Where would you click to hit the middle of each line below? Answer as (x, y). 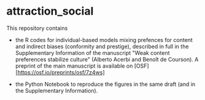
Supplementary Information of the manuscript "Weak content (92, 52)
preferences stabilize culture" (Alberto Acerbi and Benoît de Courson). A (107, 59)
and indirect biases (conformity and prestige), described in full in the (102, 46)
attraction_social (50, 11)
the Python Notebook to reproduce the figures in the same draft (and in (105, 84)
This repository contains (37, 28)
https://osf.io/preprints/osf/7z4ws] (61, 72)
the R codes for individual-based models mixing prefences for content (104, 40)
